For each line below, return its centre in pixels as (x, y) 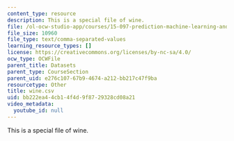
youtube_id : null (39, 110)
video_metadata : (31, 104)
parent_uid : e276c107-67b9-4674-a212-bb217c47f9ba (82, 78)
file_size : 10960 (32, 33)
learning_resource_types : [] (49, 46)
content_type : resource (42, 14)
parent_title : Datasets (42, 65)
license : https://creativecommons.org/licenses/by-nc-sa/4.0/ (99, 53)
